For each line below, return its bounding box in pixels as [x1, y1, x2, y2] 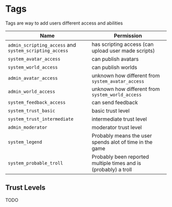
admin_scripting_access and [8, 41, 76, 49]
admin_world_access [8, 88, 55, 95]
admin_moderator [8, 124, 48, 130]
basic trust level [91, 107, 130, 114]
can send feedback [91, 99, 138, 106]
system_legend [8, 139, 42, 145]
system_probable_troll [8, 160, 63, 166]
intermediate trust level [91, 116, 147, 123]
